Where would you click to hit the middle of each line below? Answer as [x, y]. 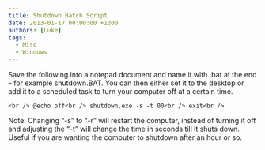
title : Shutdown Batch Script [58, 15]
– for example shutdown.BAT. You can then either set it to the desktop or [126, 83]
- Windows [31, 52]
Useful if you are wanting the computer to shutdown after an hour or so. [125, 137]
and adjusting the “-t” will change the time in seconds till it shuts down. [124, 129]
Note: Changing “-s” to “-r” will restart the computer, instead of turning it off [132, 120]
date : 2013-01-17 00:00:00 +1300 [63, 23]
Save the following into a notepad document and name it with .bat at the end [132, 75]
